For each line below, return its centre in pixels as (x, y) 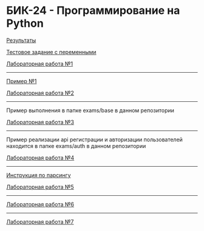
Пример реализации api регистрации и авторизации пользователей (95, 139)
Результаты (21, 40)
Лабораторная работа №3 (40, 122)
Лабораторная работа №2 (40, 93)
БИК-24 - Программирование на (93, 11)
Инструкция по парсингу (39, 175)
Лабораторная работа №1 (40, 64)
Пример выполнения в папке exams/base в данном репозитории (90, 110)
